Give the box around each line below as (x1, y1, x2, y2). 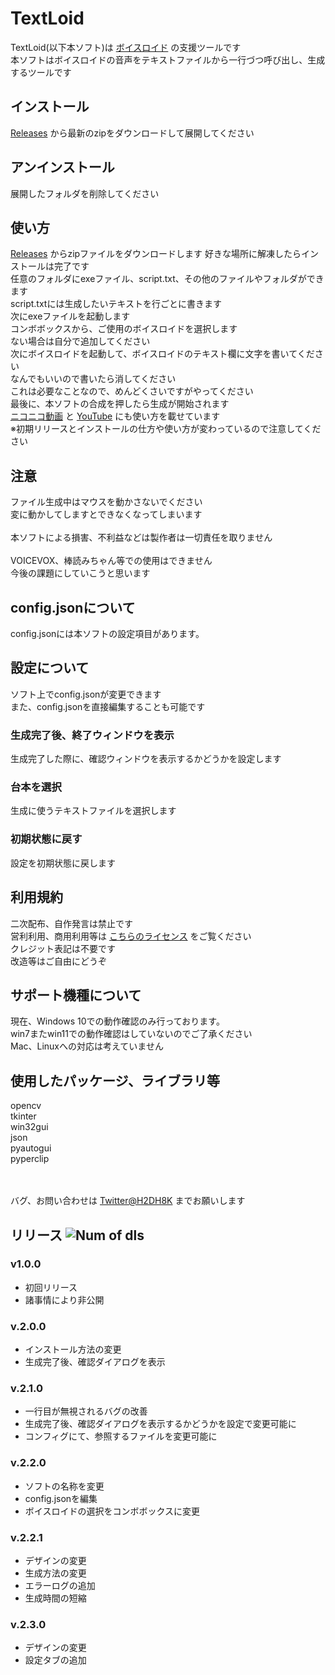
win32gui (10, 1121, 49, 1133)
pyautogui (10, 1142, 52, 1154)
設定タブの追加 (24, 1654, 87, 1666)
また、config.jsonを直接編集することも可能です (10, 700, 206, 712)
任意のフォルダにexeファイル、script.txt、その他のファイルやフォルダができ (10, 273, 325, 285)
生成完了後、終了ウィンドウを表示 (10, 728, 175, 742)
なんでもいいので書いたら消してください (10, 373, 177, 385)
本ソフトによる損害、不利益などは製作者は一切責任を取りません (10, 532, 273, 544)
